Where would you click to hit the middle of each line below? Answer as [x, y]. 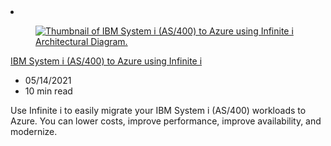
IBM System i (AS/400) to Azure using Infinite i [106, 61]
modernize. [34, 131]
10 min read [48, 91]
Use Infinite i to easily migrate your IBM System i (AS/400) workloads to [158, 110]
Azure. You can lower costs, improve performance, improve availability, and [166, 121]
